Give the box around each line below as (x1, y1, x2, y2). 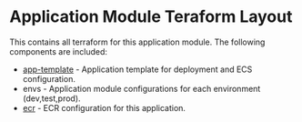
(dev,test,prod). (22, 93, 81, 104)
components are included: (9, 46, 107, 56)
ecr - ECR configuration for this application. (22, 102, 186, 113)
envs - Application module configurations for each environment (22, 83, 261, 94)
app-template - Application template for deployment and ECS (22, 64, 253, 75)
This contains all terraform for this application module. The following (9, 36, 266, 47)
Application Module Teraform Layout (9, 6, 293, 27)
